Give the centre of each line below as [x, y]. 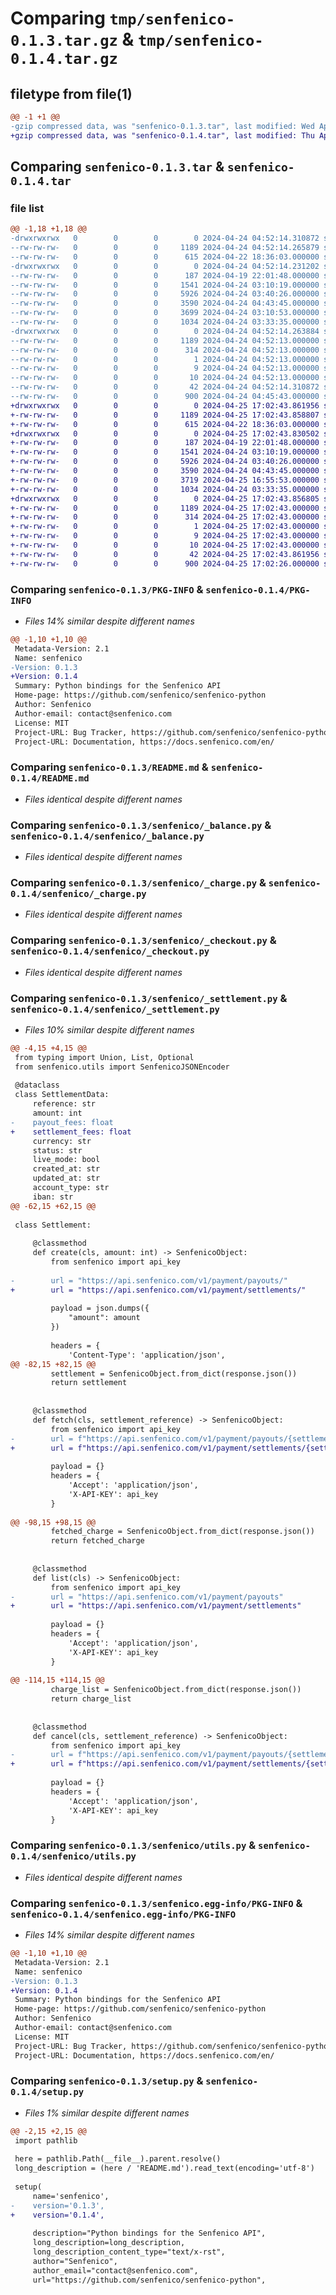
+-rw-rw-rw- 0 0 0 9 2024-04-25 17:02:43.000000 [165, 536]
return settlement [89, 1383]
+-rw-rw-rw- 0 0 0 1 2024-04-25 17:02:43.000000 [165, 527]
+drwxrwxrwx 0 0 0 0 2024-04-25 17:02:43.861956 [165, 405]
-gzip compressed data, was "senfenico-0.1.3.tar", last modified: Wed [162, 126]
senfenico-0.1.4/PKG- [258, 590]
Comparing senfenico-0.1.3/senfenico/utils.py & [133, 1845]
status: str [57, 1150]
